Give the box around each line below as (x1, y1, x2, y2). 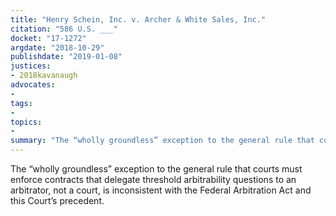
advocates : (10, 80, 56, 90)
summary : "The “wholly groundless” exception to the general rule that (10, 136, 315, 146)
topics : (10, 117, 43, 127)
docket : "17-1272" (10, 33, 87, 43)
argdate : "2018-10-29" (10, 42, 105, 53)
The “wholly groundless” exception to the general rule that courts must (10, 163, 303, 175)
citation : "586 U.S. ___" (10, 24, 118, 34)
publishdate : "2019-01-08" (10, 52, 123, 62)
